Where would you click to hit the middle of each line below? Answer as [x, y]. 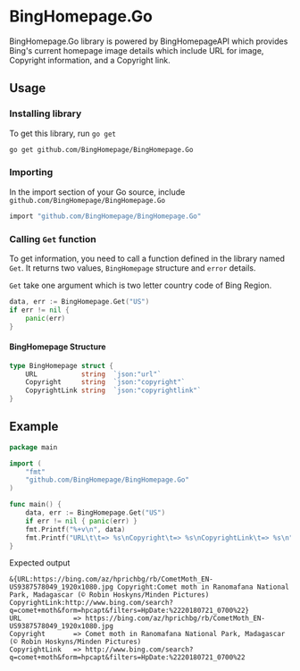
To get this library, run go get [63, 133]
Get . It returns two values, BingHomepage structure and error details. [133, 268]
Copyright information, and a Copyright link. [90, 60]
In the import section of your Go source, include [97, 192]
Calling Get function [53, 239]
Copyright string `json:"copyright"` [105, 382]
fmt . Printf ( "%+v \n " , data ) [75, 529]
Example [34, 427]
